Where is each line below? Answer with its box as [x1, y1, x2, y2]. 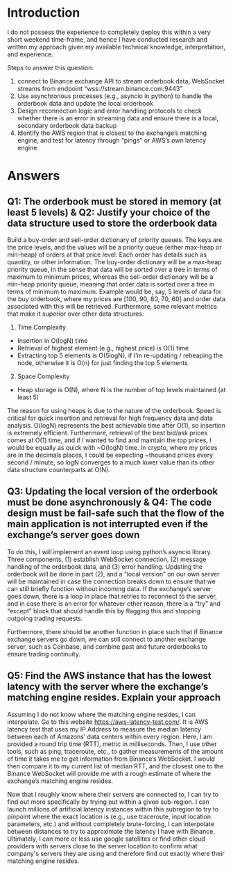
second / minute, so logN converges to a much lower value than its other [7, 458, 215, 467]
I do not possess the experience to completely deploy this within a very [7, 28, 211, 36]
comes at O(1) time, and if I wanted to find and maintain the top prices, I [7, 436, 212, 444]
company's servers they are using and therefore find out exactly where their [7, 849, 225, 857]
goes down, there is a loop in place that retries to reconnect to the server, [7, 592, 217, 600]
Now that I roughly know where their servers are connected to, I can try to [7, 790, 219, 798]
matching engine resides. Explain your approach [7, 692, 221, 704]
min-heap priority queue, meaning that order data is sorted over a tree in [7, 280, 215, 288]
